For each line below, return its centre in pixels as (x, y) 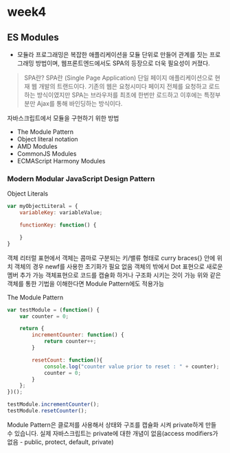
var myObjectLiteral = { (43, 207)
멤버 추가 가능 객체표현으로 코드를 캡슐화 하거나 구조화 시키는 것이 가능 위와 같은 (114, 275)
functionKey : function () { (58, 225)
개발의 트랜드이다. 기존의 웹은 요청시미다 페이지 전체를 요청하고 (123, 86)
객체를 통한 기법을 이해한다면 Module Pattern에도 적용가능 (86, 283)
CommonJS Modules (47, 154)
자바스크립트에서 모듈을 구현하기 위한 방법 (63, 118)
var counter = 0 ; (44, 316)
